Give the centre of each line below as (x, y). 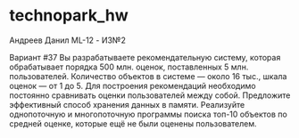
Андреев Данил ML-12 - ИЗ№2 (68, 40)
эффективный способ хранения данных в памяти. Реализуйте (127, 104)
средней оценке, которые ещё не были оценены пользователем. (133, 123)
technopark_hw (69, 16)
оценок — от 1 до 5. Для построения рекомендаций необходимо (133, 85)
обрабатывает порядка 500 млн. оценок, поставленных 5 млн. (129, 67)
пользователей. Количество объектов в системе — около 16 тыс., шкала (148, 76)
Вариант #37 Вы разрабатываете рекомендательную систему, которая (145, 57)
